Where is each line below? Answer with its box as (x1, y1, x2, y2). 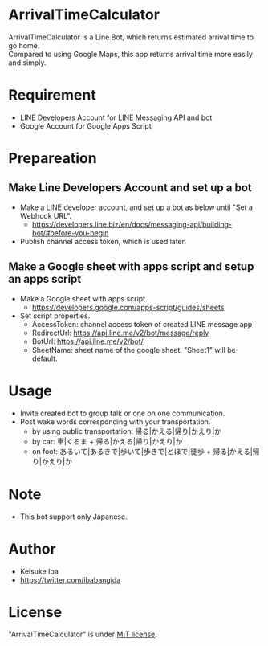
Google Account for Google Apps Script (19, 121, 152, 130)
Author (8, 540, 56, 558)
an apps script (8, 272, 82, 286)
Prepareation (8, 149, 98, 168)
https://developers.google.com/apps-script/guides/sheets (31, 302, 225, 312)
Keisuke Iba (19, 566, 59, 576)
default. (31, 354, 58, 363)
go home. (8, 40, 40, 50)
